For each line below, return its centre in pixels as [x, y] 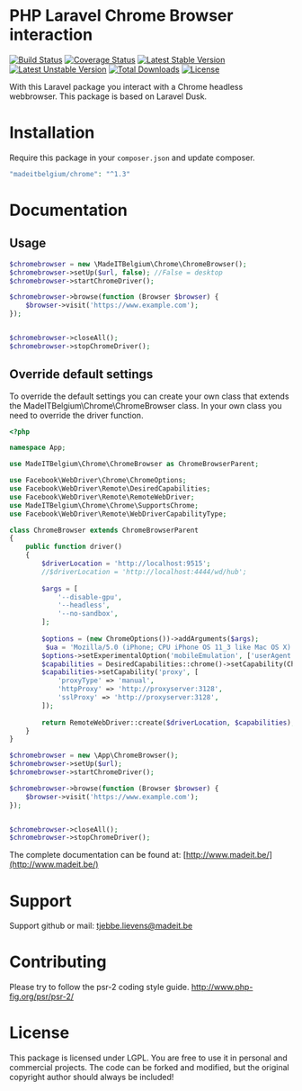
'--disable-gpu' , [90, 597]
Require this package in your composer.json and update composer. [132, 158]
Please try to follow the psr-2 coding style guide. [100, 987]
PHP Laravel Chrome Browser [121, 16]
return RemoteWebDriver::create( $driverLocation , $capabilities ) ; [169, 722]
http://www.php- [222, 987]
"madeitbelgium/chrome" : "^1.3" [70, 174]
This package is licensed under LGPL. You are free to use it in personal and [148, 1058]
